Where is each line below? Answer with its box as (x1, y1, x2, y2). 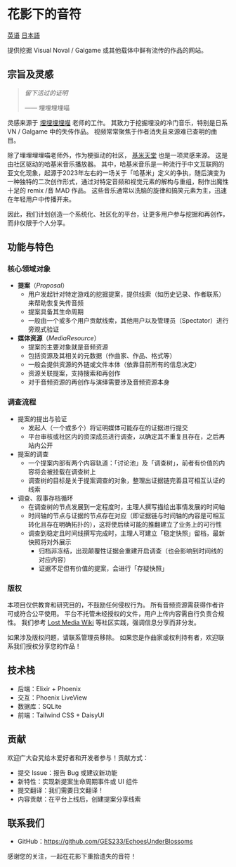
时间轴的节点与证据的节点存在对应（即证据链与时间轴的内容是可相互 (27, 511, 225, 520)
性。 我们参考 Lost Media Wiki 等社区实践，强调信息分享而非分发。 (7, 618, 200, 627)
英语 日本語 (7, 31, 40, 39)
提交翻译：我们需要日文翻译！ (17, 785, 104, 795)
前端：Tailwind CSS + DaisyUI (17, 711, 105, 719)
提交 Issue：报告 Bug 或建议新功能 (17, 768, 118, 777)
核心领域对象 (7, 264, 51, 274)
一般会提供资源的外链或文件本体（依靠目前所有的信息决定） (27, 360, 201, 369)
